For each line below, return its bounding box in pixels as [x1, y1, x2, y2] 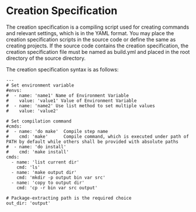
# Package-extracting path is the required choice [6, 195, 132, 201]
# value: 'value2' [6, 108, 59, 114]
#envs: [6, 87, 22, 93]
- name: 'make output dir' [11, 169, 77, 175]
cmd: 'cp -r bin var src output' [16, 184, 98, 191]
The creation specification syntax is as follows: [6, 66, 119, 73]
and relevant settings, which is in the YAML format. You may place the [6, 29, 174, 36]
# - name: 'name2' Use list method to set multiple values [6, 102, 156, 109]
